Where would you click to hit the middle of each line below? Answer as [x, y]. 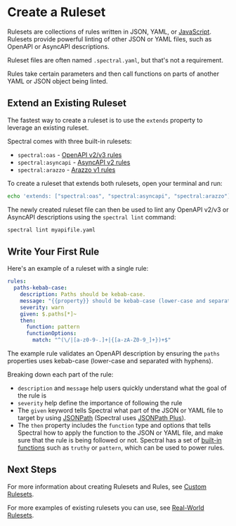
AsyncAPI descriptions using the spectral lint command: [92, 217]
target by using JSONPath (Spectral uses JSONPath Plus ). [101, 418]
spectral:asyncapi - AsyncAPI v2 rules [74, 162]
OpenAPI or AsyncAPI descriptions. [59, 46]
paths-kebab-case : [41, 288]
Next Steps [32, 470]
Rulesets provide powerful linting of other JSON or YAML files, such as [110, 39]
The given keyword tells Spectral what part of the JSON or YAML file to [120, 410]
